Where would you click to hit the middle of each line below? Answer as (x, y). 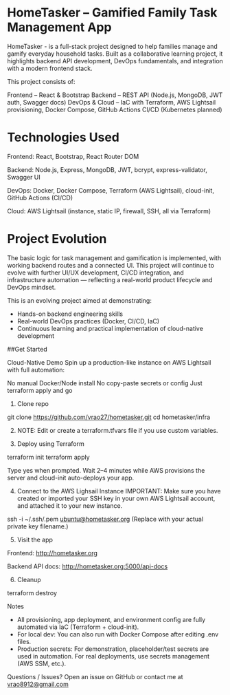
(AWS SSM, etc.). (42, 663)
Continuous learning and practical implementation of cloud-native (110, 328)
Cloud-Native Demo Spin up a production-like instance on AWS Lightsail (109, 362)
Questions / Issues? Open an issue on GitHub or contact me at (95, 676)
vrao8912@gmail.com (38, 684)
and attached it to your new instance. (70, 505)
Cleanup (29, 579)
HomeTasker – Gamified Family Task (112, 13)
